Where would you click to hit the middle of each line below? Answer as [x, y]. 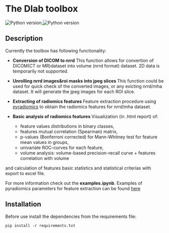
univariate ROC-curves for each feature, [62, 147]
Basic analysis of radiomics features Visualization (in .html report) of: [85, 116]
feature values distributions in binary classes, [67, 126]
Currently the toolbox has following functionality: [56, 50]
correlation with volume [45, 158]
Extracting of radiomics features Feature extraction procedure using [84, 101]
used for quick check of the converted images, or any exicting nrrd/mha [87, 86]
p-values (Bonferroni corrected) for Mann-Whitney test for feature [89, 137]
